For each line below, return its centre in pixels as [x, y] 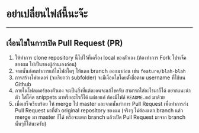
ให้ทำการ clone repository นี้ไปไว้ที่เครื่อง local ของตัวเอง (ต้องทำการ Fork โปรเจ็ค [100, 57]
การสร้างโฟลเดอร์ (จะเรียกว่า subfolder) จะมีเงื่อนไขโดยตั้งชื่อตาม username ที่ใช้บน [100, 77]
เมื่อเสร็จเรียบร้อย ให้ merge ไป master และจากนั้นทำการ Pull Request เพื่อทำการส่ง [101, 103]
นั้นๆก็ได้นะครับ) [31, 124]
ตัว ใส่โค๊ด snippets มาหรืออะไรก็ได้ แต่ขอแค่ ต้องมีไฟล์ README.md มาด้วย [89, 97]
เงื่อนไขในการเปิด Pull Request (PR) [65, 43]
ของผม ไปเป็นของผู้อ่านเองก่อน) [46, 64]
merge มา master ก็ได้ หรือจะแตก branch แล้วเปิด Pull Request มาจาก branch [100, 117]
